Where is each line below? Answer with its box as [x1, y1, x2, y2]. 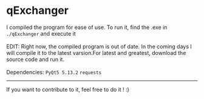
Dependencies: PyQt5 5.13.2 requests [6, 68, 102, 75]
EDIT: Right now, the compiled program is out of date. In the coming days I [6, 43, 192, 50]
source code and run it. [6, 56, 65, 63]
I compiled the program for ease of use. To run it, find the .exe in [6, 24, 168, 31]
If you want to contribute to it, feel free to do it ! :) [6, 86, 129, 93]
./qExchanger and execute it [6, 30, 76, 37]
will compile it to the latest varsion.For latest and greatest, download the [6, 49, 186, 56]
